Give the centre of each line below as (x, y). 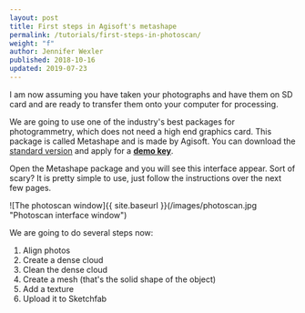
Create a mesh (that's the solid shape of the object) (119, 279)
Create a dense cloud (63, 259)
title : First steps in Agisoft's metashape (93, 26)
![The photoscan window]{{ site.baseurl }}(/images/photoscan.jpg (133, 205)
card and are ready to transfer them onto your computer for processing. (144, 104)
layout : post (34, 18)
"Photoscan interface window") (68, 215)
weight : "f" (32, 43)
